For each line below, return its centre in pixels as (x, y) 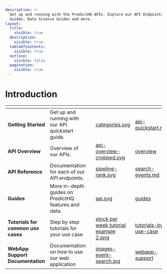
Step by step (65, 222)
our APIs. (60, 154)
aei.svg (104, 198)
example (106, 231)
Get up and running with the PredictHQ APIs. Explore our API (75, 14)
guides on (62, 192)
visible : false (30, 61)
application (63, 264)
